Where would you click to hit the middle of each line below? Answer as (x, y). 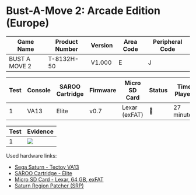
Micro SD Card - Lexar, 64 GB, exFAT (59, 179)
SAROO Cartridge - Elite (43, 173)
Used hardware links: (32, 155)
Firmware (103, 90)
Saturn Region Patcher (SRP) (49, 186)
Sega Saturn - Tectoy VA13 (47, 167)
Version (102, 45)
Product (66, 41)
